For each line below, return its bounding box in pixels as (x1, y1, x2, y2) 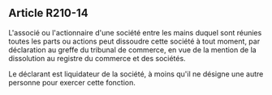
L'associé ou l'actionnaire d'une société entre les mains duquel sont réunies (8, 27, 262, 37)
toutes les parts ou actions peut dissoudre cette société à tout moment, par (8, 36, 261, 46)
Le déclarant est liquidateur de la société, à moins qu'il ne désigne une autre (8, 68, 264, 79)
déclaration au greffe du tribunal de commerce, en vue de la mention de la (8, 44, 257, 55)
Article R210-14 (8, 6, 89, 20)
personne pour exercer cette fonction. (8, 77, 136, 87)
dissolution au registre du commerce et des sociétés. (8, 53, 186, 63)
